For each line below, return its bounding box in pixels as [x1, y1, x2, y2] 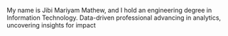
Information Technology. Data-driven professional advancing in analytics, [6, 13, 222, 22]
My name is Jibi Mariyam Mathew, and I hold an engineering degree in [6, 6, 212, 14]
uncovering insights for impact [6, 21, 97, 29]
